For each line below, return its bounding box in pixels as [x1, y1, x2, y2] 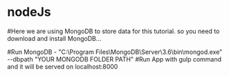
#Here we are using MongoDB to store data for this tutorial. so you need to [7, 27, 220, 35]
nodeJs [7, 4, 51, 20]
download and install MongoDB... [7, 34, 102, 42]
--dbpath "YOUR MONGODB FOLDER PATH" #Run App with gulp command [7, 55, 222, 63]
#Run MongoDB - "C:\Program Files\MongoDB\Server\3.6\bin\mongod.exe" [7, 48, 223, 56]
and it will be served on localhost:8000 [7, 62, 118, 70]
